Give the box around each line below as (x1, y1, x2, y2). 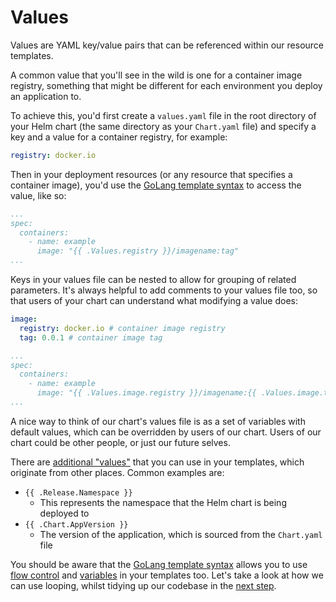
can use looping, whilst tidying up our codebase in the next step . (10, 579, 277, 591)
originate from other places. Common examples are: (10, 466, 225, 478)
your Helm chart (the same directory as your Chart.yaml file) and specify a (10, 120, 317, 132)
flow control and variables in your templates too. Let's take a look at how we (10, 569, 324, 581)
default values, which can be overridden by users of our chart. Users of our (10, 426, 322, 438)
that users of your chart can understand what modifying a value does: (10, 295, 298, 307)
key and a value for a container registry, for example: (10, 131, 228, 143)
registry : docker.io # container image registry (19, 323, 226, 333)
